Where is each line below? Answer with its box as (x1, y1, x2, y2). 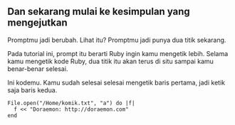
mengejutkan (7, 17, 68, 29)
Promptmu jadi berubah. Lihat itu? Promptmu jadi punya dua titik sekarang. (7, 36, 226, 44)
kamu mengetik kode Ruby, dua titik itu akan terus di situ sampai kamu (7, 57, 214, 65)
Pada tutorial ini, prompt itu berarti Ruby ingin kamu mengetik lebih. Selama (7, 49, 229, 58)
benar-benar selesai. (7, 64, 68, 73)
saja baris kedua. (7, 85, 58, 94)
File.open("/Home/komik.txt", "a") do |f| (7, 99, 135, 107)
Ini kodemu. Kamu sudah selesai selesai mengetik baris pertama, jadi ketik (7, 78, 226, 87)
